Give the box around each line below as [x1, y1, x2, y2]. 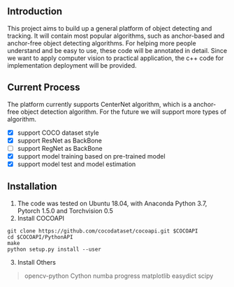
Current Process [7, 82, 80, 94]
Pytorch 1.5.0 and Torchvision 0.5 [17, 206, 114, 215]
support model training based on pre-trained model [17, 152, 166, 160]
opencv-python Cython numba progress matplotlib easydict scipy [24, 272, 214, 280]
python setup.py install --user [7, 246, 101, 253]
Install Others [17, 258, 56, 266]
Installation [7, 181, 57, 193]
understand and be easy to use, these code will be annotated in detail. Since [7, 46, 228, 54]
